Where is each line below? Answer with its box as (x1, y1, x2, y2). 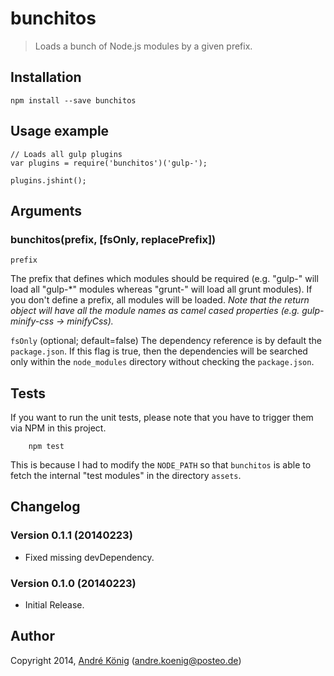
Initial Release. (24, 599, 85, 611)
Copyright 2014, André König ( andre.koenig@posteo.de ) (10, 654, 242, 666)
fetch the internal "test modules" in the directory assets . (10, 470, 242, 482)
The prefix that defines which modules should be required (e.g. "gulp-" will (10, 273, 319, 285)
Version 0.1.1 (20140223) (10, 528, 133, 542)
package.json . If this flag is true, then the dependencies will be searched (10, 345, 308, 357)
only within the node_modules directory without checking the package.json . (10, 356, 315, 368)
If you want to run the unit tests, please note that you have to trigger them (10, 412, 314, 424)
